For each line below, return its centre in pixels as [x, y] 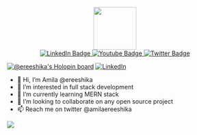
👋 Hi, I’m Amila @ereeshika [55, 80]
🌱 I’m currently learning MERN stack [68, 94]
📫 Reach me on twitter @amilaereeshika [74, 109]
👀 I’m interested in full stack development [75, 87]
